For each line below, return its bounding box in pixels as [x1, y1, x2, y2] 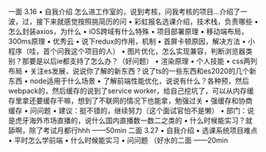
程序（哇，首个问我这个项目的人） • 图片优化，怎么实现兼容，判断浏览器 [8, 47, 246, 55]
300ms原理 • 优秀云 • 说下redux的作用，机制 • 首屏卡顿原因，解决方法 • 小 [8, 36, 256, 46]
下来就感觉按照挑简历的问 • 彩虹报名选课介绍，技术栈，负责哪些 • [42, 17, 259, 26]
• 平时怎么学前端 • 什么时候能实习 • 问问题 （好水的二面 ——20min [8, 135, 229, 145]
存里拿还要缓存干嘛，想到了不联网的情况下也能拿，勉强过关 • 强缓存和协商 [8, 96, 253, 105]
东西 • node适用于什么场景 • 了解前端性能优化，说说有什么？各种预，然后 [8, 76, 249, 85]
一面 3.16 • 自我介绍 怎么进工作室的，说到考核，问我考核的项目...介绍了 [8, 7, 241, 16]
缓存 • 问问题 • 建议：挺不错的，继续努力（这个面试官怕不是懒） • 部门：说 [8, 106, 255, 115]
